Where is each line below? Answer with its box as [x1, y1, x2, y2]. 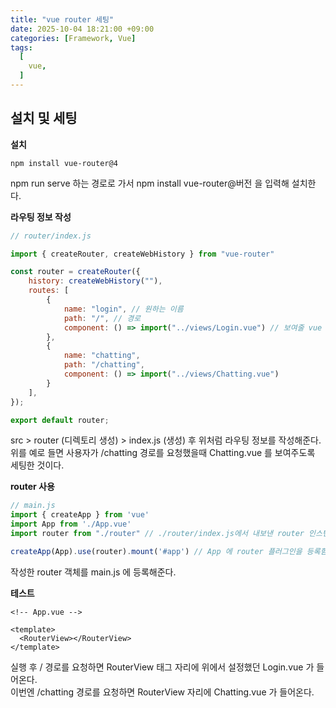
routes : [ [28, 286, 70, 296]
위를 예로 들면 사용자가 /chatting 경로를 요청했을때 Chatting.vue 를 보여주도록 [10, 447, 316, 459]
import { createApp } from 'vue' [10, 510, 150, 520]
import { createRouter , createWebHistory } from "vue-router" [10, 249, 275, 259]
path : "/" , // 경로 [63, 313, 142, 323]
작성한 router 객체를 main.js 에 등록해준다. [10, 566, 177, 578]
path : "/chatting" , [63, 360, 145, 370]
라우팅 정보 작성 [10, 211, 72, 223]
